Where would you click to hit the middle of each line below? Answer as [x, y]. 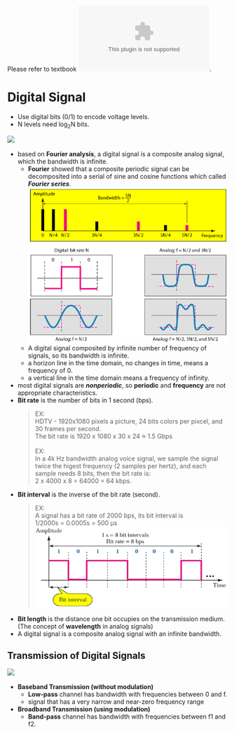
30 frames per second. [68, 428]
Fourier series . [49, 184]
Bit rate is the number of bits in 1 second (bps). [85, 400]
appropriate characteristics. [57, 393]
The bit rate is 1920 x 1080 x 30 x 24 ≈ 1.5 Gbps [104, 436]
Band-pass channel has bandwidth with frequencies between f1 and [127, 716]
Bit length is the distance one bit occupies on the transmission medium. [121, 618]
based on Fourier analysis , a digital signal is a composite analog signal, [121, 154]
